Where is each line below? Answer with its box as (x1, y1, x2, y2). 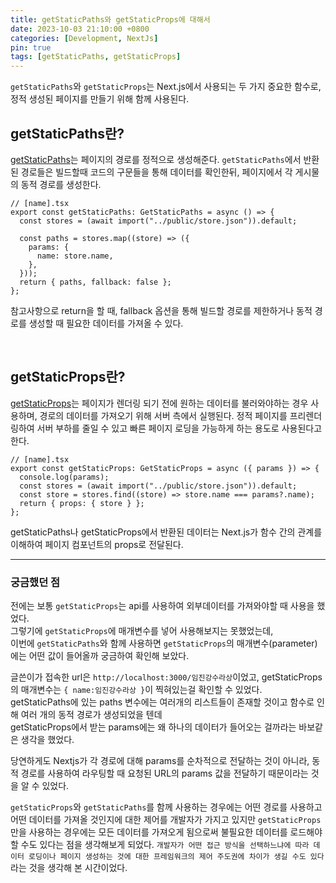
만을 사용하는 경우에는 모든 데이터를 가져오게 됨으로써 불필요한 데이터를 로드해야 (10, 826, 323, 838)
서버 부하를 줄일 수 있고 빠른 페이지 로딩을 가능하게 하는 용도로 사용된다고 (36, 422, 323, 434)
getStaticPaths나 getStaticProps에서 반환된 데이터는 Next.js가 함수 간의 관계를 (10, 526, 323, 538)
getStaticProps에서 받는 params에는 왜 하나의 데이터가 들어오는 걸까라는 (10, 721, 297, 733)
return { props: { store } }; (19, 498, 145, 508)
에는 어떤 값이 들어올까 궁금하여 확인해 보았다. (10, 650, 190, 662)
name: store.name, (36, 251, 114, 261)
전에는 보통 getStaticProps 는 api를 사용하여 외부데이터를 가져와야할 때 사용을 (10, 600, 315, 612)
